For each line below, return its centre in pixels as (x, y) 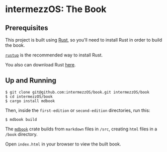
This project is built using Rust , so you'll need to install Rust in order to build (84, 40)
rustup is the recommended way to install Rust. (54, 55)
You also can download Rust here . (40, 65)
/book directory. (21, 134)
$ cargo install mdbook (30, 101)
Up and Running (31, 81)
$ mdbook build (21, 119)
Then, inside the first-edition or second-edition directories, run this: (78, 110)
